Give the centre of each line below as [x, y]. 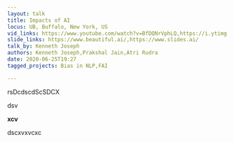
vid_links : [23, 33]
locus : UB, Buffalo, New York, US [58, 27]
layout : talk [26, 14]
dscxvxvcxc [25, 132]
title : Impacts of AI [39, 20]
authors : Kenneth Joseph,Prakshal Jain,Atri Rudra [83, 53]
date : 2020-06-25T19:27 [42, 59]
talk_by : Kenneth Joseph [43, 46]
